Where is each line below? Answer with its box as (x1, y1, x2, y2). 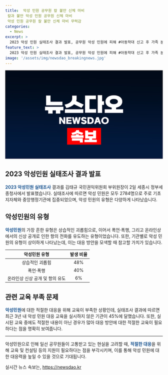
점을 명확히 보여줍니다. (18, 325, 63, 332)
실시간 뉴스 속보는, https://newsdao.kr (5, 364, 81, 370)
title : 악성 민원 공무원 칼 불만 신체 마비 (5, 8, 85, 13)
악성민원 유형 (23, 251, 49, 257)
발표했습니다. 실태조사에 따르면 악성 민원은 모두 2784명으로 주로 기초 (26, 190, 161, 196)
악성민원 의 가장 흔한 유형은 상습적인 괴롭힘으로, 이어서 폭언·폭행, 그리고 (5, 226, 144, 232)
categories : (5, 24, 30, 29)
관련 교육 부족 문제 (5, 292, 58, 301)
